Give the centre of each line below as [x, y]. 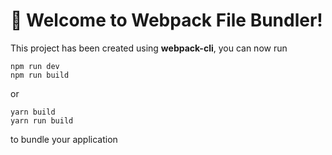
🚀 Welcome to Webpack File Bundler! [166, 20]
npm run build [40, 75]
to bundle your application [64, 139]
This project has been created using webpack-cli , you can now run [149, 48]
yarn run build [42, 120]
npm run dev [35, 66]
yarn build [33, 112]
